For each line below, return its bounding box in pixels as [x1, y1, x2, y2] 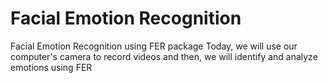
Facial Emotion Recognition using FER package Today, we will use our [10, 40, 298, 52]
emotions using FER [10, 61, 93, 73]
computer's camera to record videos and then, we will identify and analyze [10, 50, 318, 62]
